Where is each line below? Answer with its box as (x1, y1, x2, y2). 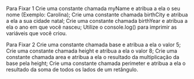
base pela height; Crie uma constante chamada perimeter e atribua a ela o (6, 60, 186, 67)
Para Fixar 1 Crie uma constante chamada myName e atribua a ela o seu (6, 5, 180, 12)
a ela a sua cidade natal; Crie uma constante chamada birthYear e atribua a (6, 18, 188, 24)
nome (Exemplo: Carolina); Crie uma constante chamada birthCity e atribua (6, 11, 188, 18)
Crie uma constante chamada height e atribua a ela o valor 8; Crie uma (6, 47, 178, 54)
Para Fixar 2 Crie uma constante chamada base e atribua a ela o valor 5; (6, 41, 181, 48)
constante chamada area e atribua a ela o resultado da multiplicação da (6, 54, 179, 60)
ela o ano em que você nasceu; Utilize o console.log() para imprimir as (6, 23, 178, 30)
